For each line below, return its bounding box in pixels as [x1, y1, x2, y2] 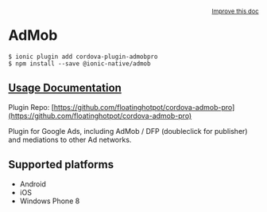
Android [19, 179, 46, 189]
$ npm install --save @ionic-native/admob [8, 59, 151, 68]
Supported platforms [8, 158, 114, 171]
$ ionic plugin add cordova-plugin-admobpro [8, 53, 158, 61]
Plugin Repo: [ [8, 102, 54, 112]
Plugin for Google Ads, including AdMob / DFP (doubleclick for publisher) [8, 126, 248, 135]
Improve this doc [211, 7, 259, 15]
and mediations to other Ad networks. [8, 135, 132, 144]
